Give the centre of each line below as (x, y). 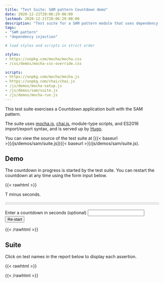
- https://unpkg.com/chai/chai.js (40, 81)
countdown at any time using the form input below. (56, 176)
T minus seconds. (23, 194)
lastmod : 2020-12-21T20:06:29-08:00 (42, 19)
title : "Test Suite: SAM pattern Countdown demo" (57, 10)
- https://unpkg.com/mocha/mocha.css (43, 59)
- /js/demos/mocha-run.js (31, 95)
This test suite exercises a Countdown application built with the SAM (74, 109)
